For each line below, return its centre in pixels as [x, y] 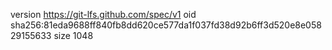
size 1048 [73, 35]
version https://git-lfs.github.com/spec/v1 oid [103, 14]
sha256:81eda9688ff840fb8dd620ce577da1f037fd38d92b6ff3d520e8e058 [166, 25]
